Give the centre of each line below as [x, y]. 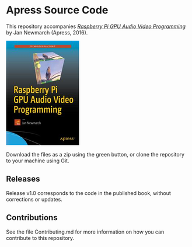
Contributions [32, 218]
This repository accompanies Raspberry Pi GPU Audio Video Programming [96, 26]
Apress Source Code [57, 10]
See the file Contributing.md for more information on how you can [85, 232]
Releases [23, 179]
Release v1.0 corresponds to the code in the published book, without [88, 193]
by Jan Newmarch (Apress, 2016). [47, 32]
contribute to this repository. [40, 238]
